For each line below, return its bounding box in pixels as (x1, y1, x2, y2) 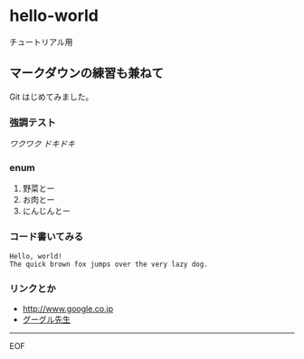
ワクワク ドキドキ (9, 138, 75, 149)
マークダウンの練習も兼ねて (9, 65, 165, 81)
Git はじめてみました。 (9, 91, 94, 102)
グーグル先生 (22, 314, 71, 325)
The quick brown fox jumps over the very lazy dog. (9, 260, 208, 269)
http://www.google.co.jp (22, 303, 114, 314)
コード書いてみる (9, 231, 84, 243)
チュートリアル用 (9, 36, 73, 47)
